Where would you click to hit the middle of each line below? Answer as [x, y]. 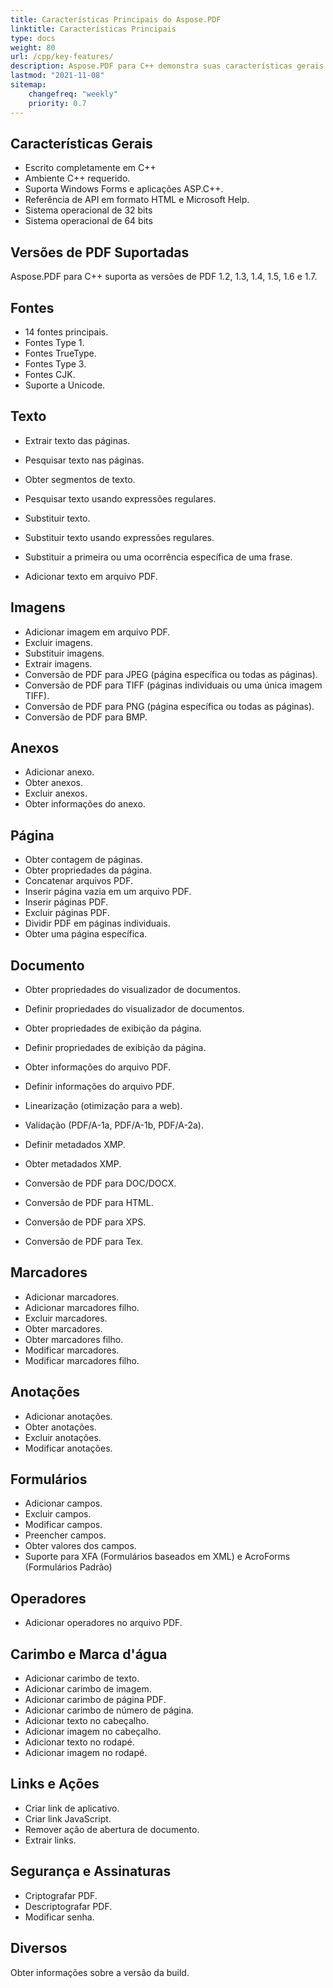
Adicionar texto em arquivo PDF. [91, 576]
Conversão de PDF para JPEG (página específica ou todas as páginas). [171, 674]
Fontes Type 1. [54, 342]
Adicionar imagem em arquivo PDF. [97, 632]
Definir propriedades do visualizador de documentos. [134, 1009]
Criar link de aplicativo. [72, 1808]
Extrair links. [50, 1840]
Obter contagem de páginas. [83, 860]
